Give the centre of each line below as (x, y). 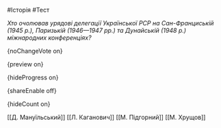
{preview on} (25, 64)
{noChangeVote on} (35, 51)
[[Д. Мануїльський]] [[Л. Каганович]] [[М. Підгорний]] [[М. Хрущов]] (106, 117)
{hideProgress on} (33, 77)
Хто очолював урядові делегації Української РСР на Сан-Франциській (110, 23)
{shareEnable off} (32, 91)
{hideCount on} (29, 104)
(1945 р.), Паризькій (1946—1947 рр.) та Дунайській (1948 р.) (97, 30)
